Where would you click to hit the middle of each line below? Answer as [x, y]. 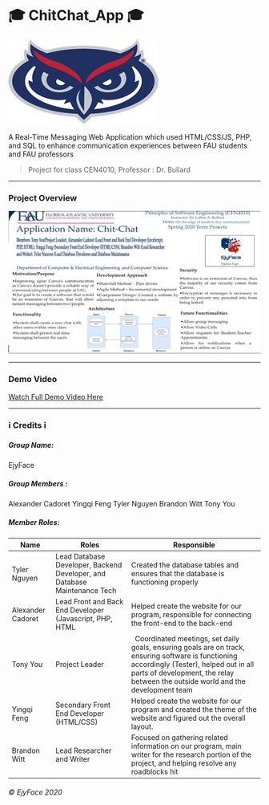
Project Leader [80, 664]
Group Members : [38, 484]
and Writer [73, 758]
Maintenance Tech [86, 591]
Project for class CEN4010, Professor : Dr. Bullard [109, 169]
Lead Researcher [84, 750]
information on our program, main [186, 746]
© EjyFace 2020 [35, 792]
